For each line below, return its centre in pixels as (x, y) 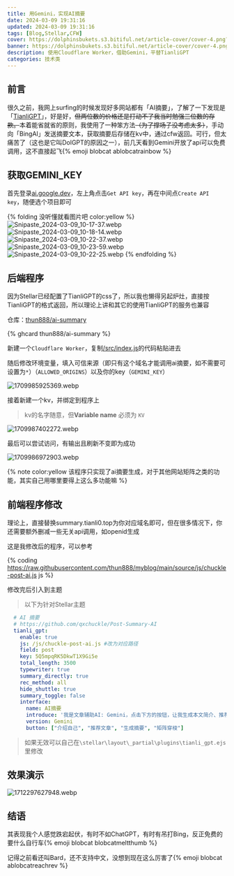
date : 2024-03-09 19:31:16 (46, 20)
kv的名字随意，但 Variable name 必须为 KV (84, 415)
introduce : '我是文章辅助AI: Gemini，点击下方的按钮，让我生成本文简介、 (122, 715)
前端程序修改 (35, 505)
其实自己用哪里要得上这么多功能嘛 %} (73, 481)
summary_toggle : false (53, 696)
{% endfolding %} (151, 254)
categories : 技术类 (34, 59)
